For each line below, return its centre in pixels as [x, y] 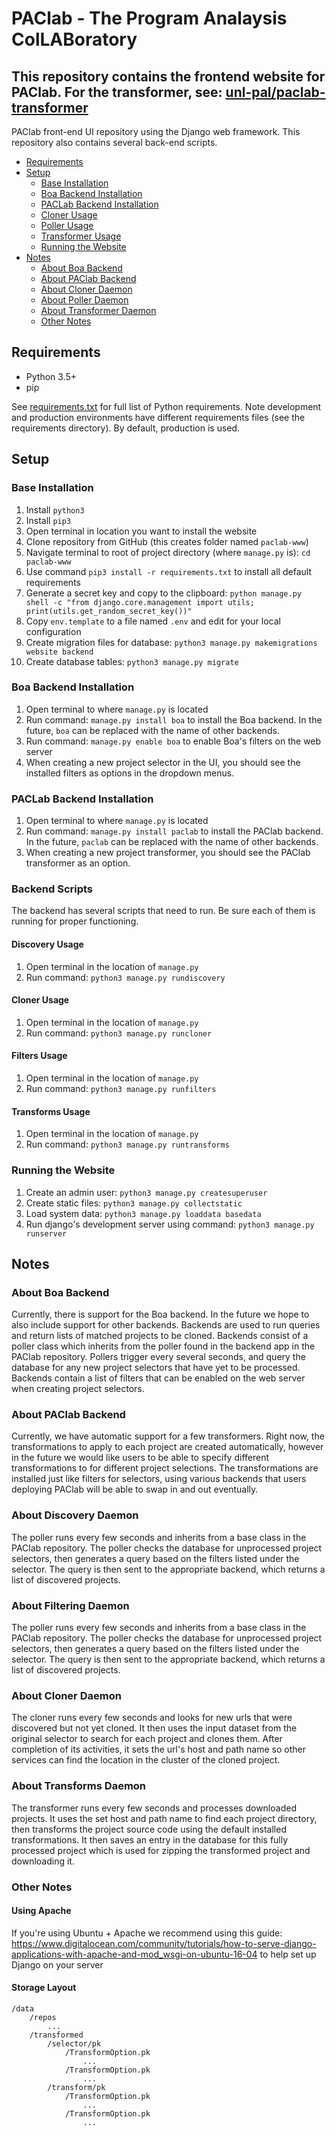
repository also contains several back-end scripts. [114, 142]
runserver [46, 1233]
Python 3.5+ [51, 376]
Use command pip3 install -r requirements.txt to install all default [168, 571]
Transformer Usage [81, 236]
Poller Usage [67, 225]
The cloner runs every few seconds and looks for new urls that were [152, 1718]
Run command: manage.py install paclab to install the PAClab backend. [174, 831]
